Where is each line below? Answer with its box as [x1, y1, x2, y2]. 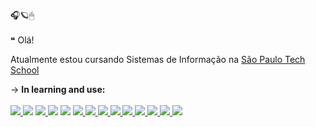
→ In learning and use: [10, 84, 106, 95]
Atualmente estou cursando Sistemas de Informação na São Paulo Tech [10, 54, 306, 65]
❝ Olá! [10, 34, 35, 46]
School [10, 64, 40, 76]
